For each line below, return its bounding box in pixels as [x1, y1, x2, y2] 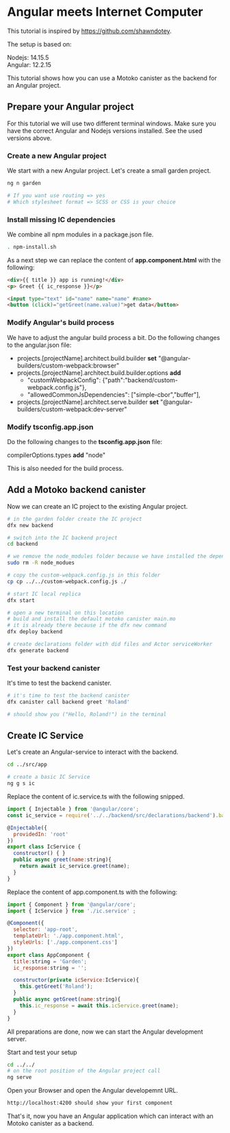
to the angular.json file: [7, 341, 72, 349]
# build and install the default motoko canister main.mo [7, 616, 176, 622]
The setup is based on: [7, 40, 72, 48]
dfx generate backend [7, 647, 69, 654]
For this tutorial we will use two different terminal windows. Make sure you [7, 119, 216, 127]
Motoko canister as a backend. [7, 1119, 94, 1128]
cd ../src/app [7, 762, 48, 768]
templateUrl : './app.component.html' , [13, 933, 125, 940]
